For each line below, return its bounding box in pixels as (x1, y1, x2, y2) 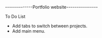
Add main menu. (12, 28, 45, 34)
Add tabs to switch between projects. (12, 23, 88, 29)
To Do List (5, 14, 25, 19)
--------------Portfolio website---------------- (5, 4, 98, 10)
